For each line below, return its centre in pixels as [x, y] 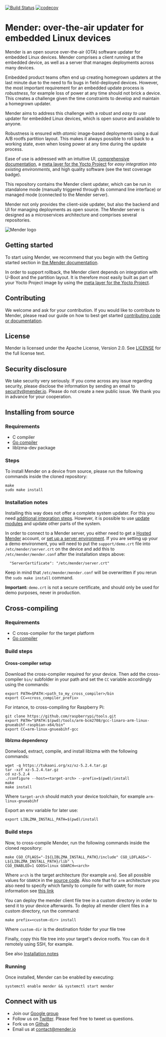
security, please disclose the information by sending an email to [70, 386]
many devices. [20, 67]
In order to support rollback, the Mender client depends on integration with [81, 272]
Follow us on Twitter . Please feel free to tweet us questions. [73, 1019]
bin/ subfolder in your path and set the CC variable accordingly [88, 679]
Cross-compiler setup [28, 663]
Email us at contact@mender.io [44, 1029]
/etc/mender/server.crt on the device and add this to [60, 549]
